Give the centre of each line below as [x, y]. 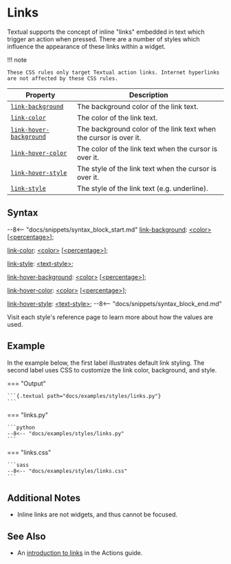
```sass [18, 465]
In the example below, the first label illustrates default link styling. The [106, 363]
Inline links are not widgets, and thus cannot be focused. [97, 514]
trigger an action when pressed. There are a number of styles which [103, 39]
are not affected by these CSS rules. [63, 78]
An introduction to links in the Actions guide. [80, 553]
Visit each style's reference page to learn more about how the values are [110, 317]
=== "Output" [26, 383]
